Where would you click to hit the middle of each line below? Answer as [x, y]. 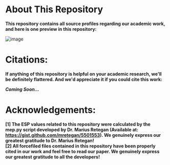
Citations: [27, 60]
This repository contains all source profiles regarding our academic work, [85, 24]
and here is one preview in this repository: [51, 29]
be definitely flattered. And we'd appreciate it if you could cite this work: [84, 79]
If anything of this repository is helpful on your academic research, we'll [84, 74]
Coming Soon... [22, 89]
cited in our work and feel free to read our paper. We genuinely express [82, 151]
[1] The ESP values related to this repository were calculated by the [78, 124]
